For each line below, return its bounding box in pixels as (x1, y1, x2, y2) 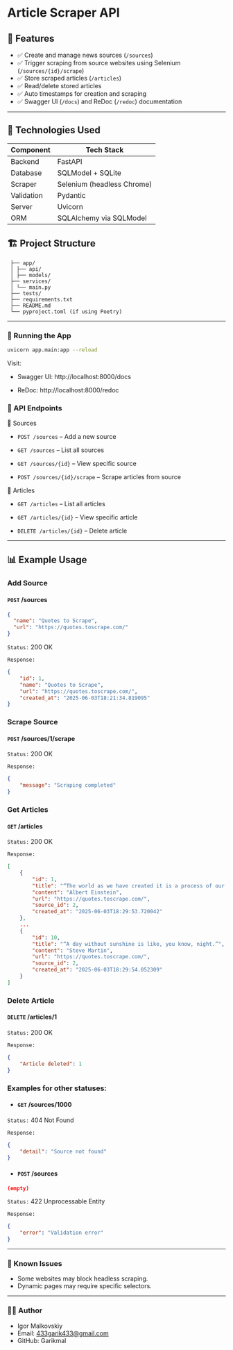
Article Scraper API (7, 5, 120, 21)
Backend (10, 156, 40, 166)
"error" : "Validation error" (19, 1229, 104, 1237)
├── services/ (10, 278, 51, 285)
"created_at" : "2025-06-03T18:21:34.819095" (19, 694, 150, 701)
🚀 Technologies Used (7, 124, 101, 136)
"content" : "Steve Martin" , (32, 947, 113, 954)
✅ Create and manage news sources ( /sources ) (17, 51, 154, 59)
